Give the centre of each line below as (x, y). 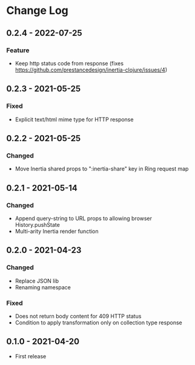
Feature (18, 50)
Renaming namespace (43, 287)
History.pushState (38, 224)
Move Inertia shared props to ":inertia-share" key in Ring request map (102, 169)
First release (31, 356)
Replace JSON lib (37, 281)
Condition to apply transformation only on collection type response (99, 323)
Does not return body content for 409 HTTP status (78, 316)
